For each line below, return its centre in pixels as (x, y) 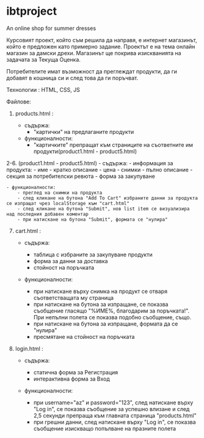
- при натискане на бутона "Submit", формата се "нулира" (93, 219)
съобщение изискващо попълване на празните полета (104, 428)
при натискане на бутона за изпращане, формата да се (106, 324)
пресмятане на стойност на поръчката (84, 336)
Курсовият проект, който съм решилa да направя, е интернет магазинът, (102, 40)
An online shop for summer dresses (51, 28)
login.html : (29, 348)
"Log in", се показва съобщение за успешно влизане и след (111, 409)
